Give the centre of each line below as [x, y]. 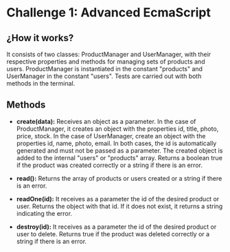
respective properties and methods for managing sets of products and [106, 62]
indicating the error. [44, 213]
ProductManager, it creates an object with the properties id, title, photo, [117, 129]
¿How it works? [40, 38]
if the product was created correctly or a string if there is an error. [110, 165]
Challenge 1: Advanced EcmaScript [108, 13]
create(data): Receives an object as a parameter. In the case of [106, 121]
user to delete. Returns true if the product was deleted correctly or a [113, 234]
